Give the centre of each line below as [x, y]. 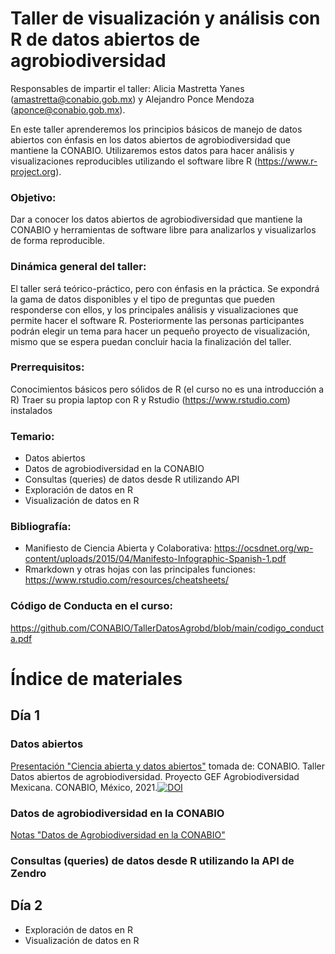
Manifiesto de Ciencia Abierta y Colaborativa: [118, 548]
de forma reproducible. [57, 241]
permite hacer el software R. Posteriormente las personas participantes [157, 320]
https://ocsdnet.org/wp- [263, 548]
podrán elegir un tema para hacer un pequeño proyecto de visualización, [160, 331]
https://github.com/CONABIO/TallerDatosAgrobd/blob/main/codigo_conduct [167, 628]
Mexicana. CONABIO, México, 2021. [84, 787]
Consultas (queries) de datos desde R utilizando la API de [152, 860]
